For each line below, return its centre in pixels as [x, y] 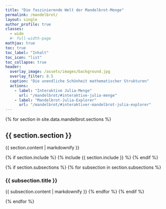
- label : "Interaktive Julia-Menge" [53, 90]
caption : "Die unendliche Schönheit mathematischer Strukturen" [79, 81]
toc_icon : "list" [24, 57]
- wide [17, 34]
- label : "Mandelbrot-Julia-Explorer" [56, 100]
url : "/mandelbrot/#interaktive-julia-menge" [68, 95]
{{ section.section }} [39, 135]
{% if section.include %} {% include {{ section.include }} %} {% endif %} [82, 157]
